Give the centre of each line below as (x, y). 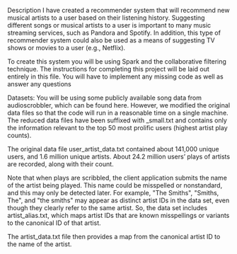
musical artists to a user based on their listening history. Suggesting (106, 18)
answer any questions (40, 84)
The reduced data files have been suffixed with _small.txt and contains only (117, 120)
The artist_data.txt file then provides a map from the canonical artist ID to (114, 237)
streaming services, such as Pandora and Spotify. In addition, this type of (114, 33)
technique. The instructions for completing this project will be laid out (109, 69)
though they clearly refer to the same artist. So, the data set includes (107, 208)
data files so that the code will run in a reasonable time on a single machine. (118, 113)
